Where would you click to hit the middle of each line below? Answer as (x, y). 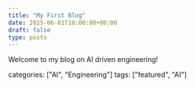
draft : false (29, 30)
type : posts (27, 37)
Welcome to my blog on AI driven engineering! (83, 60)
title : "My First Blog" (47, 15)
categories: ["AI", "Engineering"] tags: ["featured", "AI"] (97, 74)
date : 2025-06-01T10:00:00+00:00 (63, 23)
